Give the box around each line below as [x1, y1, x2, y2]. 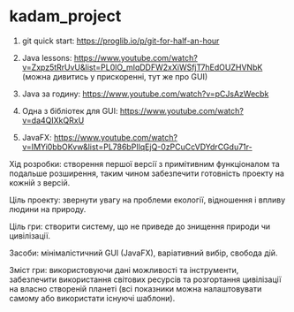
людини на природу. [9, 203, 87, 214]
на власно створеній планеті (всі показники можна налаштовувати [9, 283, 262, 293]
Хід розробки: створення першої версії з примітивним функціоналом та [9, 158, 280, 169]
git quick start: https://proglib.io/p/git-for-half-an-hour [21, 35, 220, 46]
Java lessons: [21, 52, 72, 63]
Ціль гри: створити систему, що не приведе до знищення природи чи [9, 221, 271, 232]
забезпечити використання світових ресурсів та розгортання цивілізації [9, 274, 282, 285]
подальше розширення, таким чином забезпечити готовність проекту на [9, 168, 285, 179]
